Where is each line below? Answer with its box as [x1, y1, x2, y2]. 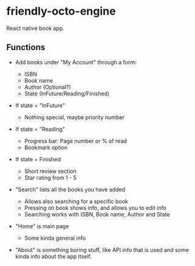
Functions [6, 42, 46, 53]
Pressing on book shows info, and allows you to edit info [24, 204, 167, 212]
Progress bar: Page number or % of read [24, 137, 127, 144]
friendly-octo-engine [6, 4, 116, 18]
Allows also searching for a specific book [24, 198, 128, 205]
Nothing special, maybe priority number [24, 113, 125, 120]
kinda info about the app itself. [15, 253, 92, 260]
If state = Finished [15, 155, 61, 163]
